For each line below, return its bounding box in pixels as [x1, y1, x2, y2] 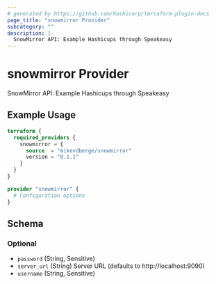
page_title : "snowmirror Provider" [7, 17, 110, 24]
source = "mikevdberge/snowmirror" [25, 147, 132, 154]
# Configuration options [13, 192, 85, 199]
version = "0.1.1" [25, 154, 79, 161]
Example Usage [7, 109, 76, 121]
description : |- [7, 29, 54, 37]
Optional [7, 238, 37, 248]
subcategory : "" [7, 23, 54, 30]
